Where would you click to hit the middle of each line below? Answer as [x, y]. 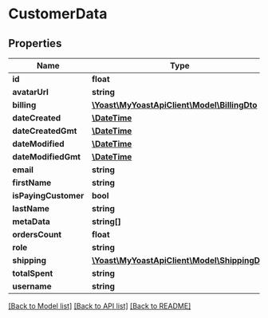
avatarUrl [31, 92]
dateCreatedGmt [45, 131]
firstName [32, 183]
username [32, 286]
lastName [31, 208]
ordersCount [37, 234]
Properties [35, 43]
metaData [31, 222]
